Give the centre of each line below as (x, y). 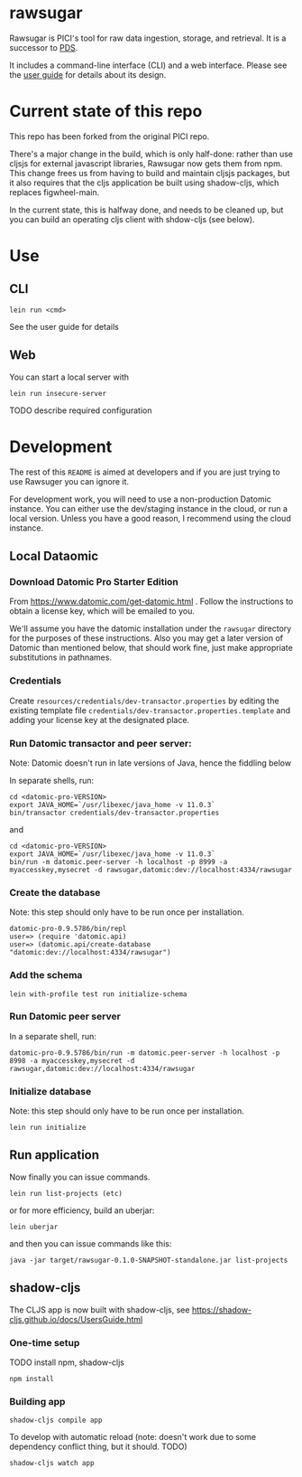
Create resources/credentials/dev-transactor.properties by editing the (144, 701)
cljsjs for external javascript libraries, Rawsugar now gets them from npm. (146, 163)
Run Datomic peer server (65, 1017)
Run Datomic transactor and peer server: (101, 743)
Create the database (55, 892)
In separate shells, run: (52, 780)
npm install (32, 1379)
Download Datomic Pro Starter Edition (94, 581)
